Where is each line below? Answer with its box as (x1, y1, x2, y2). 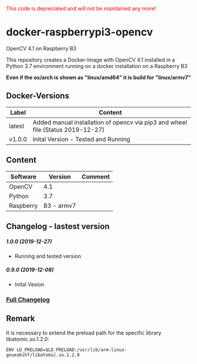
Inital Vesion (14, 281, 45, 288)
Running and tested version (14, 252, 81, 259)
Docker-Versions (6, 91, 69, 101)
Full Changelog (6, 295, 50, 304)
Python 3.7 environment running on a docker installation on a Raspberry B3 (6, 62, 188, 69)
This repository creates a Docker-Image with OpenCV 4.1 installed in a (6, 56, 175, 63)
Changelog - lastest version (6, 221, 110, 231)
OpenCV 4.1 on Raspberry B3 (6, 45, 77, 52)
